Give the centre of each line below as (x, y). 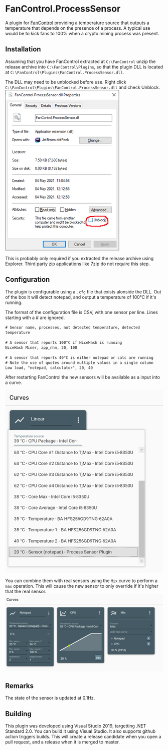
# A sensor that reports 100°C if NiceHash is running (64, 342)
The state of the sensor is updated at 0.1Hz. (50, 698)
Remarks (20, 686)
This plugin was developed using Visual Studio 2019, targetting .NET (76, 726)
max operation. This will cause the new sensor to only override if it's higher (82, 586)
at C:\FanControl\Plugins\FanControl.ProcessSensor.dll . (65, 72)
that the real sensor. (26, 591)
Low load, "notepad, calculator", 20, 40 (49, 368)
